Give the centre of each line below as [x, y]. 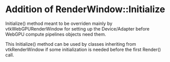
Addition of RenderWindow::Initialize [85, 9]
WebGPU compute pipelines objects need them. [56, 34]
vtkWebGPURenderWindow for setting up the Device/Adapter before [77, 28]
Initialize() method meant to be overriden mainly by [59, 23]
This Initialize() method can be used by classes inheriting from [71, 44]
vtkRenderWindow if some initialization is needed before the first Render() [83, 49]
